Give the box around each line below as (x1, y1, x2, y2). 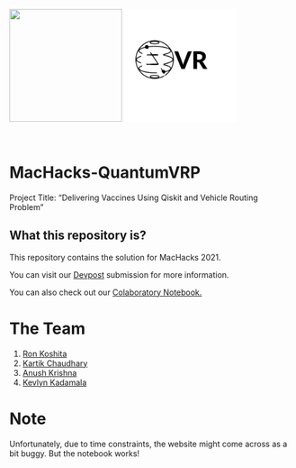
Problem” (9, 201, 44, 212)
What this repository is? (9, 228, 147, 243)
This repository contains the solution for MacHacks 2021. (9, 252, 222, 262)
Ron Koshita (22, 348, 67, 359)
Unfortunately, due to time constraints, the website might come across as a (9, 438, 288, 449)
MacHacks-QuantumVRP (9, 162, 201, 183)
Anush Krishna (22, 367, 77, 378)
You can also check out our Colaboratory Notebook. (9, 287, 202, 298)
